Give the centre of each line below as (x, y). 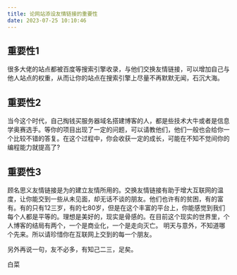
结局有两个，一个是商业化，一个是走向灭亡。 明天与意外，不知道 (125, 225)
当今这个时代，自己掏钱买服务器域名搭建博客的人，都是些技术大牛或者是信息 (119, 121)
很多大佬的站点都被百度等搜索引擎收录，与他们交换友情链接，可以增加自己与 (119, 69)
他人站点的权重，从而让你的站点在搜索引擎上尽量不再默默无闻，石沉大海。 (115, 78)
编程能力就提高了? (34, 147)
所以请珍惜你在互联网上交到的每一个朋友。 (93, 234)
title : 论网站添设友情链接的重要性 (53, 14)
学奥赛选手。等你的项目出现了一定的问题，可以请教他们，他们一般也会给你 (115, 130)
